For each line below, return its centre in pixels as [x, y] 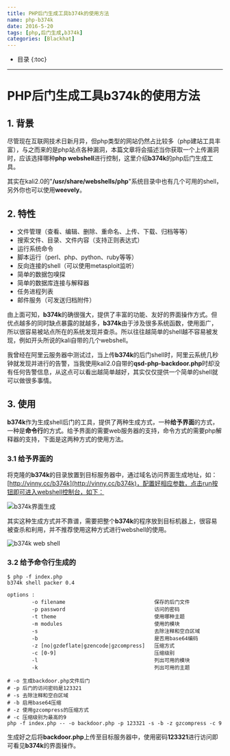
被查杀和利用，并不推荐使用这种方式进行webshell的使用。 [89, 530]
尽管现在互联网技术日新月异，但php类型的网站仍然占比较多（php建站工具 [111, 141]
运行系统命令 [35, 248]
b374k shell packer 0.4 [41, 583]
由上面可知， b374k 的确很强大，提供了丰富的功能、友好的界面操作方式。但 [112, 314]
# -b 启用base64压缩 [34, 703]
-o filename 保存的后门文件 [111, 602]
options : [21, 595]
